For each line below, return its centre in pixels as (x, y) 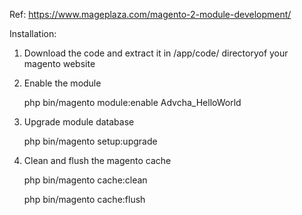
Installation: (33, 33)
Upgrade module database (79, 122)
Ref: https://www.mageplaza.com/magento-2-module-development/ (150, 14)
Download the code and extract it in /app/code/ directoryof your (156, 53)
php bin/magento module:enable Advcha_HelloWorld (132, 102)
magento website (59, 63)
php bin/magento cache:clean (85, 180)
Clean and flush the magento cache (97, 160)
